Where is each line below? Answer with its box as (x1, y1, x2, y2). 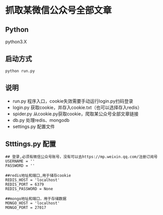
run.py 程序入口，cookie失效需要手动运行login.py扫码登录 (12, 98, 134, 104)
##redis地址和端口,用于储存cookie (5, 173, 71, 178)
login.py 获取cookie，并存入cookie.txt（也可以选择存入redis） (12, 104, 142, 110)
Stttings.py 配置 (5, 140, 56, 148)
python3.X (5, 39, 27, 45)
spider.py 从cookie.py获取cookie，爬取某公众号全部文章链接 (12, 110, 139, 117)
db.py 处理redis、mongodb (12, 117, 70, 123)
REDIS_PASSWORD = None (5, 187, 53, 192)
